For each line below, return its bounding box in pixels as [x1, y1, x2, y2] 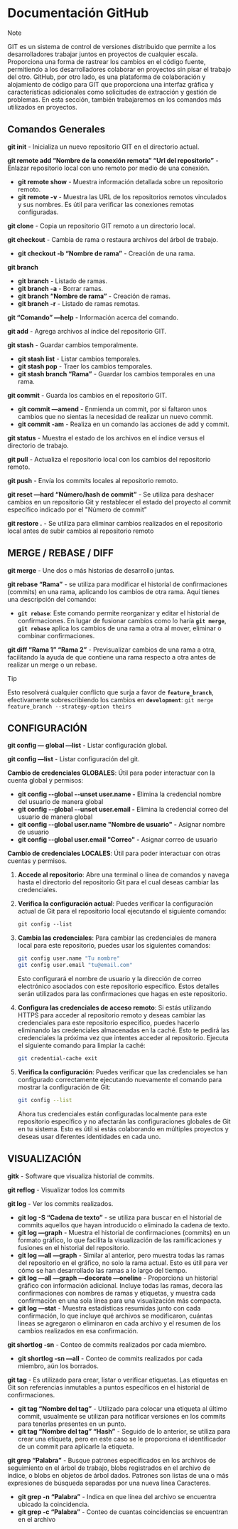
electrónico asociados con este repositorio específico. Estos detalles [17, 982, 220, 990]
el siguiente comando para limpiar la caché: [17, 1041, 146, 1049]
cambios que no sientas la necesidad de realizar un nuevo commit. [17, 412, 214, 420]
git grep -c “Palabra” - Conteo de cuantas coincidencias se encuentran [17, 1507, 229, 1516]
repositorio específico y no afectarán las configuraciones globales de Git [17, 1117, 231, 1126]
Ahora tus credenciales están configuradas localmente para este [17, 1109, 207, 1118]
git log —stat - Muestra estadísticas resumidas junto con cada [17, 1303, 201, 1312]
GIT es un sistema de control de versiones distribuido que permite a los [7, 42, 217, 51]
